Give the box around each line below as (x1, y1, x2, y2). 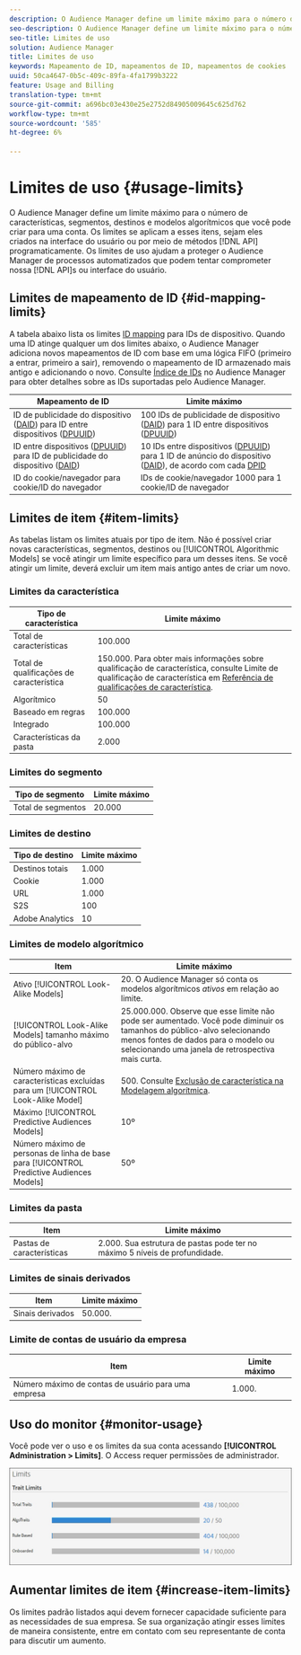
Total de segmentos (13, 802, 87, 813)
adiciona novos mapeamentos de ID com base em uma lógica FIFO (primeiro (9, 347, 292, 358)
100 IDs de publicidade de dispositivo (140, 409, 280, 420)
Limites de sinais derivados (9, 1272, 132, 1285)
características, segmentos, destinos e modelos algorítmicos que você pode (9, 217, 291, 227)
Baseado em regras (13, 706, 85, 718)
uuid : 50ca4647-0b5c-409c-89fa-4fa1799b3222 (9, 72, 178, 81)
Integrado (13, 719, 49, 730)
